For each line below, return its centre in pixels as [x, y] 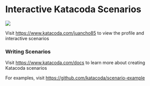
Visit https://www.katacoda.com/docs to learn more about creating [75, 63]
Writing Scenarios [28, 51]
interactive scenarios [27, 38]
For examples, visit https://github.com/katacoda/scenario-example [75, 78]
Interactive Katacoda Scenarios [73, 9]
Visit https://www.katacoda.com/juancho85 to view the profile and [75, 33]
